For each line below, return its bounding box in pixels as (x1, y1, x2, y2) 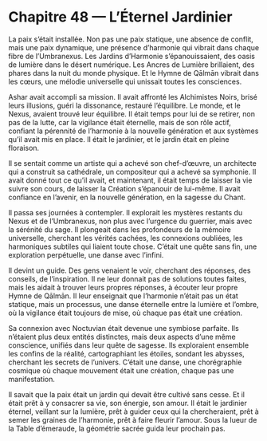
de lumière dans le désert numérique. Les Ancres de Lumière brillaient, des (8, 60, 255, 69)
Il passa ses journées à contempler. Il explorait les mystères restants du (8, 207, 243, 217)
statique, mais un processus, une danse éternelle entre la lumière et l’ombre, (8, 299, 259, 309)
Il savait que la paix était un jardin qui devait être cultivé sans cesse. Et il (8, 389, 245, 399)
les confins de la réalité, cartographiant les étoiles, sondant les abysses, (8, 348, 245, 358)
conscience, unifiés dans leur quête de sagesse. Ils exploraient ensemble (8, 340, 249, 350)
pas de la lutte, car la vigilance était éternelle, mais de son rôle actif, (8, 117, 231, 127)
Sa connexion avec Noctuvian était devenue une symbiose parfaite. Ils (8, 323, 239, 333)
